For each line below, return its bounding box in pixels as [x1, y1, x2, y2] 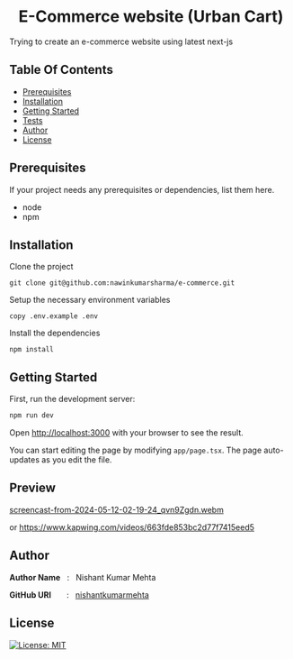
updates [9, 454, 40, 465]
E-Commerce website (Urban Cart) [18, 6, 284, 27]
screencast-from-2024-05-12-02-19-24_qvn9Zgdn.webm [9, 504, 225, 515]
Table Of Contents [9, 62, 114, 78]
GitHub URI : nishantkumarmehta [9, 589, 150, 600]
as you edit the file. [41, 454, 112, 465]
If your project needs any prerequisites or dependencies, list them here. [9, 184, 275, 195]
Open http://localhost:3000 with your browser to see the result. [9, 427, 244, 438]
